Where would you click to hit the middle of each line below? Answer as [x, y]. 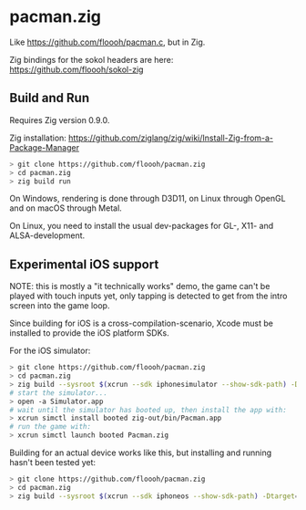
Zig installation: [38, 138]
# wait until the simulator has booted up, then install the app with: [148, 410]
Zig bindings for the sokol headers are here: [92, 59]
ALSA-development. [47, 235]
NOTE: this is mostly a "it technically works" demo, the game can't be [140, 286]
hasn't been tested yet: [53, 463]
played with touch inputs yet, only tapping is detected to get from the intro [148, 296]
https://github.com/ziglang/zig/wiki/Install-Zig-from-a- [171, 138]
